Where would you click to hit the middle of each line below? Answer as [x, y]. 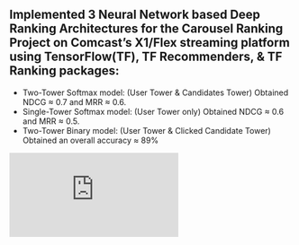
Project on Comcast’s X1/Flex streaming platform [149, 43]
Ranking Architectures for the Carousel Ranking [146, 29]
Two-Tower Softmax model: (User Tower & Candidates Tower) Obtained [155, 92]
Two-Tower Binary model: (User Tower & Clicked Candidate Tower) [147, 130]
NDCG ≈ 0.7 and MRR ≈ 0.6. [74, 101]
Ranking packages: [64, 71]
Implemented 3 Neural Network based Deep [135, 15]
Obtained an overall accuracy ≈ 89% [91, 140]
